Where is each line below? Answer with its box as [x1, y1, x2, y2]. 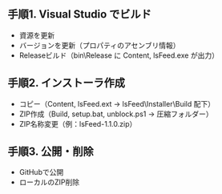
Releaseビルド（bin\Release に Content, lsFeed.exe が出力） [18, 51, 220, 60]
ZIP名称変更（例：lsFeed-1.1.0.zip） [18, 119, 137, 128]
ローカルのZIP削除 [18, 177, 80, 187]
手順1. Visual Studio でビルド [7, 7, 151, 22]
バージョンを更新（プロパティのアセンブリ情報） [18, 40, 180, 50]
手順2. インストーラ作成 [7, 76, 126, 90]
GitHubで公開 [18, 168, 64, 177]
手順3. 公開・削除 [7, 145, 94, 159]
